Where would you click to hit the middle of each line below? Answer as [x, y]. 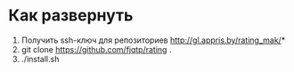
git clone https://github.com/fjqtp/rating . [96, 49]
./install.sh [40, 59]
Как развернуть [71, 16]
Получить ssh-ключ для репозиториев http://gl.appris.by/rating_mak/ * [153, 40]
